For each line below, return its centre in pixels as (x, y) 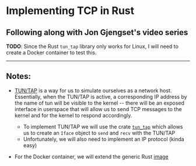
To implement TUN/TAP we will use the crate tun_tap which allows (103, 126)
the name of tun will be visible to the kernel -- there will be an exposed (99, 103)
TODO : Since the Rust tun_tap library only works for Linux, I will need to (92, 46)
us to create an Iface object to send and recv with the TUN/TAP (99, 133)
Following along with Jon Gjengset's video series (97, 32)
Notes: (18, 76)
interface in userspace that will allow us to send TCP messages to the (98, 109)
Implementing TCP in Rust (70, 11)
